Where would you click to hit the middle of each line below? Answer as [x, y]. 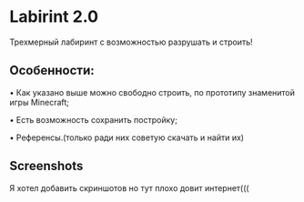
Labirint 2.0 [54, 17]
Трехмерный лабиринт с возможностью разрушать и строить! [131, 42]
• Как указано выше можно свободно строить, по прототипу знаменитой [152, 92]
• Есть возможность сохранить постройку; [93, 119]
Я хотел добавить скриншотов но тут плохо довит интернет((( [129, 187]
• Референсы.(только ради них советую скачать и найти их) [127, 137]
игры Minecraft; [40, 102]
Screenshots [46, 166]
